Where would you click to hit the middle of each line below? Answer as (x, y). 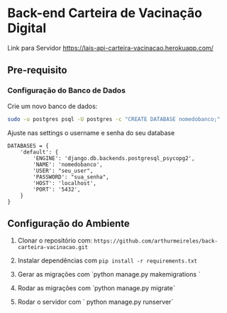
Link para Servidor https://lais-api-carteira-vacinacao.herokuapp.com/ (111, 48)
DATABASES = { (28, 146)
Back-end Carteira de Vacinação (105, 13)
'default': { (39, 152)
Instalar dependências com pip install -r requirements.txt (107, 260)
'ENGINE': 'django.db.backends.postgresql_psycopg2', (114, 158)
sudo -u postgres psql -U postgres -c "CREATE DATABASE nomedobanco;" (114, 119)
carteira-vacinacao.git (53, 248)
